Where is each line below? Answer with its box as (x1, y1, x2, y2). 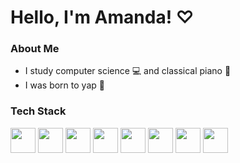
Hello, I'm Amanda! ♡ (10, 6, 195, 29)
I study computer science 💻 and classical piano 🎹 (24, 65, 232, 77)
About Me (10, 42, 60, 56)
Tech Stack (10, 104, 67, 118)
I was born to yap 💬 (24, 79, 105, 91)
